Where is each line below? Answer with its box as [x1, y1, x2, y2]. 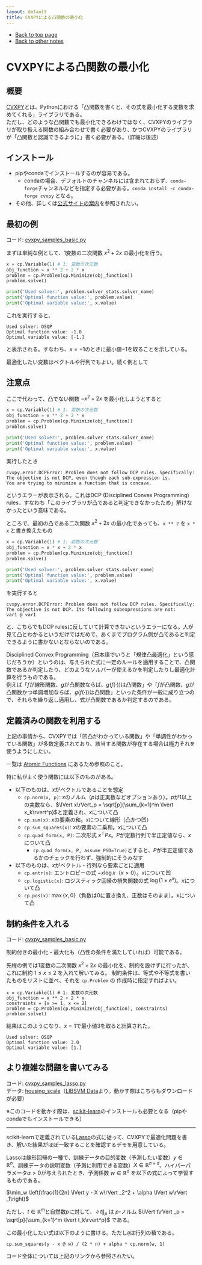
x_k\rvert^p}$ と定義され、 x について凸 [23, 809, 118, 816]
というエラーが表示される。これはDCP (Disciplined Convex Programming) [6, 491, 189, 498]
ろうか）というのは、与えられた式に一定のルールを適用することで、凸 [16, 658, 191, 666]
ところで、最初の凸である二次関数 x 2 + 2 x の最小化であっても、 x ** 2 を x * [6, 518, 195, 527]
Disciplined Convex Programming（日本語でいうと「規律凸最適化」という [6, 651, 189, 658]
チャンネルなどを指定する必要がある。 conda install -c [37, 185, 176, 192]
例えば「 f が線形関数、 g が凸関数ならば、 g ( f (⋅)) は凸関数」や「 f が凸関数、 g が [6, 681, 195, 688]
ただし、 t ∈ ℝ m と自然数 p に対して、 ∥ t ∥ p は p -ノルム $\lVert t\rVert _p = [6, 1207, 185, 1216]
